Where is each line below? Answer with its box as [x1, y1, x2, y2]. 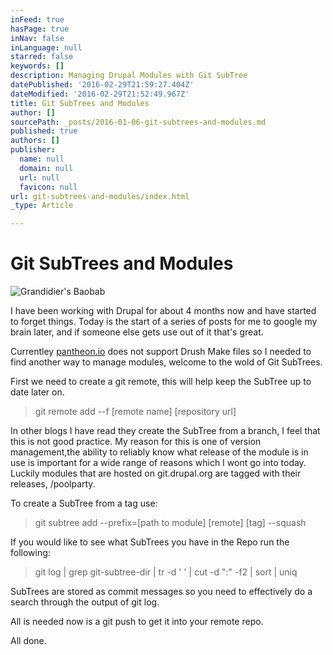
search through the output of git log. [10, 596, 160, 608]
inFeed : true [10, 14, 65, 25]
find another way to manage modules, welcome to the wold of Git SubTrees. [10, 356, 323, 368]
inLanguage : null [10, 42, 83, 53]
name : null [19, 154, 65, 164]
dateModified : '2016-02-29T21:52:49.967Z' [10, 89, 190, 99]
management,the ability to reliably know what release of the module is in [10, 446, 309, 458]
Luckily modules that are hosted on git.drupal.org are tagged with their [10, 467, 302, 480]
